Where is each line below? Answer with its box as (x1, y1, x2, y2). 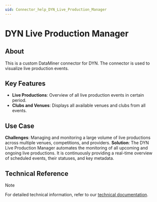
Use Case (5, 122, 35, 130)
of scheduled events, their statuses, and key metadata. (5, 155, 114, 161)
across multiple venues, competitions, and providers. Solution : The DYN (5, 140, 149, 146)
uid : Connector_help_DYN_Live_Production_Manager (5, 7, 107, 12)
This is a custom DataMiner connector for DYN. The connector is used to (5, 60, 150, 66)
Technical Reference (5, 169, 69, 178)
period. (12, 98, 27, 103)
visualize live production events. (5, 65, 69, 71)
